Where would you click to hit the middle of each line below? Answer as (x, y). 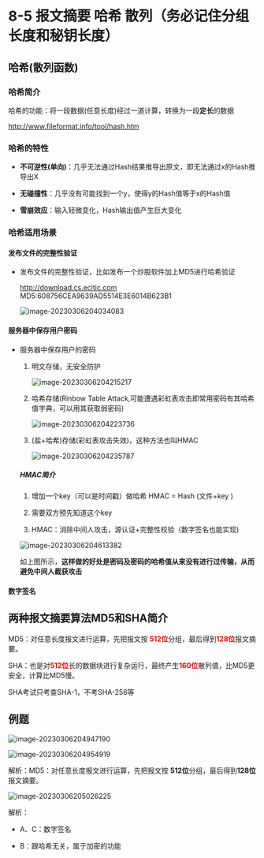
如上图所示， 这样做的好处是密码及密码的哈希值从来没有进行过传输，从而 (137, 561)
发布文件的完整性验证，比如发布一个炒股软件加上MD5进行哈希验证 (127, 272)
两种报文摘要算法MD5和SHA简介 (88, 619)
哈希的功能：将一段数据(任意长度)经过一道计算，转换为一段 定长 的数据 (121, 110)
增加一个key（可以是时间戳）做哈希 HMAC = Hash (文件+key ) (132, 496)
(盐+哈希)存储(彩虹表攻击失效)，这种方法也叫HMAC (115, 440)
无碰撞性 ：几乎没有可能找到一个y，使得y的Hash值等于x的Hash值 (125, 193)
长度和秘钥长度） (64, 36)
